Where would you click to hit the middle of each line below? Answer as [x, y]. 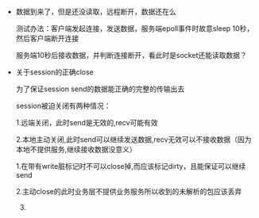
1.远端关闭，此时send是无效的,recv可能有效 [87, 122]
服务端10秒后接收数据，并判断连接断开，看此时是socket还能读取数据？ [131, 55]
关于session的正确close [54, 72]
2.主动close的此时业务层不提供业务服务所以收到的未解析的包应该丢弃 [129, 191]
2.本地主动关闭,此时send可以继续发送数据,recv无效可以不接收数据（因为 [133, 140]
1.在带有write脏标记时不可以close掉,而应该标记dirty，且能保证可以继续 [131, 166]
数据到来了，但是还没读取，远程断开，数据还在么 [96, 11]
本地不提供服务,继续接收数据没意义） [76, 149]
